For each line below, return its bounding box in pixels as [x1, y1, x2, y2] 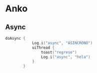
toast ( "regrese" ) [40, 50, 77, 55]
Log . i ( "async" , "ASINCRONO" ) [31, 40, 93, 45]
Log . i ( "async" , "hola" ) [40, 54, 91, 60]
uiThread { [31, 45, 55, 50]
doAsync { [5, 36, 26, 41]
